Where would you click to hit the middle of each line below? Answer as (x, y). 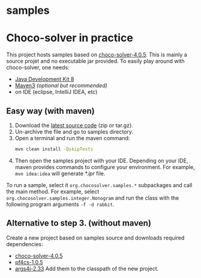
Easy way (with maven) (50, 111)
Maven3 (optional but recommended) (61, 85)
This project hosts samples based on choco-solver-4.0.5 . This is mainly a (97, 55)
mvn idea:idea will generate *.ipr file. (60, 173)
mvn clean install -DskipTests (54, 149)
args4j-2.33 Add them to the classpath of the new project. (87, 268)
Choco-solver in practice (70, 38)
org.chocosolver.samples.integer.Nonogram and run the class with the (93, 198)
